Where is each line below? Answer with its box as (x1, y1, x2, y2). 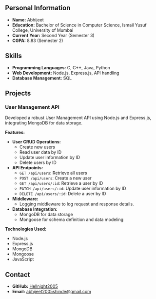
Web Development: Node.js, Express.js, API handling (12, 70, 119, 76)
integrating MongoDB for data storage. (5, 120, 83, 126)
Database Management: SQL (12, 75, 72, 81)
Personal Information (5, 4, 71, 12)
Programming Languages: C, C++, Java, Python (12, 64, 111, 70)
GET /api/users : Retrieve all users (19, 170, 87, 176)
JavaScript (12, 256, 34, 262)
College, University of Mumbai (12, 27, 74, 33)
